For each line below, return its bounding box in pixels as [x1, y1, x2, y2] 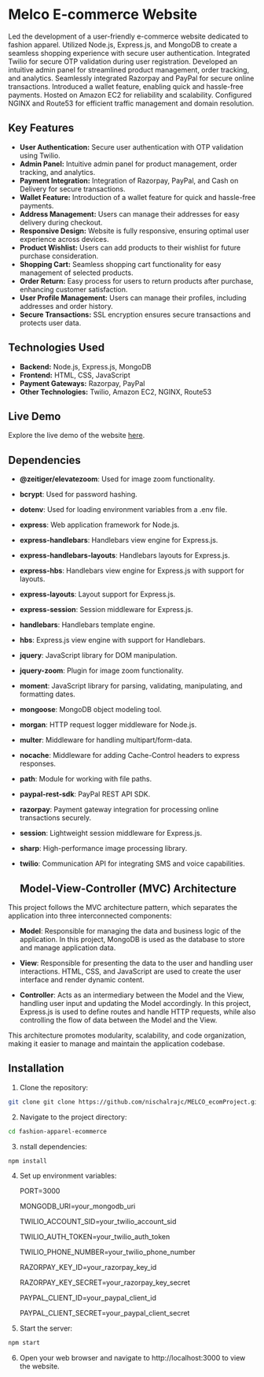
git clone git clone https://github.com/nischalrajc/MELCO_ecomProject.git [8, 1097, 262, 1106]
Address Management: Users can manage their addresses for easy [19, 209, 240, 218]
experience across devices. [19, 234, 109, 243]
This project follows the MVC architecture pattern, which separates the [8, 903, 238, 911]
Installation [8, 1062, 64, 1075]
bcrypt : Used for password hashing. [19, 490, 137, 499]
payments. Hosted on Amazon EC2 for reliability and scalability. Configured [8, 90, 252, 99]
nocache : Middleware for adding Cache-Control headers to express [19, 751, 240, 760]
